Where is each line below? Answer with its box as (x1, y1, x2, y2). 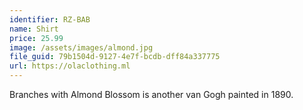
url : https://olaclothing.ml (9, 61, 131, 71)
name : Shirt (9, 24, 59, 34)
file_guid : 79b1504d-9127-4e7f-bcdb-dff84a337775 (9, 52, 221, 62)
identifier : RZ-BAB (9, 14, 91, 25)
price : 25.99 (9, 33, 64, 43)
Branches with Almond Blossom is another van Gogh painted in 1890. (9, 89, 294, 100)
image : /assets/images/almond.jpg (9, 42, 154, 53)
